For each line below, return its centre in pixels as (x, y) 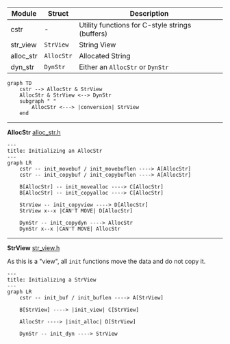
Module (24, 13)
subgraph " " (38, 101)
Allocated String (104, 56)
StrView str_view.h (34, 248)
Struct (58, 13)
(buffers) (93, 34)
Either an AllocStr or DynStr (124, 67)
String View (97, 45)
